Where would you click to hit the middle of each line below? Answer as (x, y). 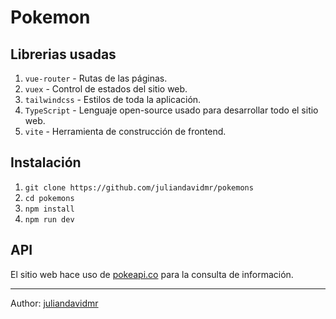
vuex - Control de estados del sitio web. (106, 89)
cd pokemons (49, 198)
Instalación (46, 162)
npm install (49, 209)
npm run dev (49, 219)
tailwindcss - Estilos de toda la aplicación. (113, 99)
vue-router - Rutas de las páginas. (96, 78)
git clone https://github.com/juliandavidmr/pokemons (139, 187)
